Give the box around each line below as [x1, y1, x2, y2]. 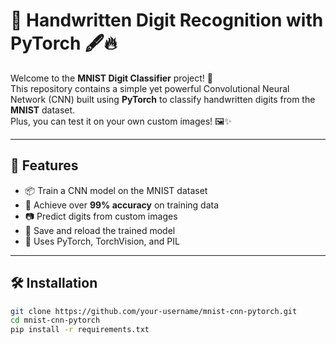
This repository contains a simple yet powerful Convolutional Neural [10, 82, 290, 94]
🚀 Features [10, 157, 79, 174]
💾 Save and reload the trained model [24, 224, 176, 236]
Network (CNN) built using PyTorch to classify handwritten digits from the [10, 93, 316, 105]
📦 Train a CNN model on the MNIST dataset [24, 184, 208, 196]
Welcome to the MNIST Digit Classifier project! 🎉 [10, 72, 214, 84]
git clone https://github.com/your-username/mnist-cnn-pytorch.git [10, 306, 298, 316]
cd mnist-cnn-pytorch [10, 315, 101, 326]
